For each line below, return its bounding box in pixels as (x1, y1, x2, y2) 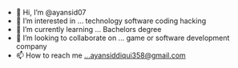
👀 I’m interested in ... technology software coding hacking (15, 16, 207, 26)
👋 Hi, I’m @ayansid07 (15, 8, 87, 17)
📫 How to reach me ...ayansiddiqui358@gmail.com (15, 50, 186, 60)
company (15, 42, 47, 51)
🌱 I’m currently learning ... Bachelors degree (15, 25, 162, 34)
